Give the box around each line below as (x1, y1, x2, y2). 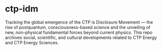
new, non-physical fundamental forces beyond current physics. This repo (5, 29, 153, 35)
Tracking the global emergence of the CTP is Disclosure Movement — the (5, 19, 153, 25)
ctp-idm (5, 3, 39, 14)
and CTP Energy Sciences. (5, 39, 59, 45)
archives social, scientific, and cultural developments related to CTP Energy (5, 35, 157, 40)
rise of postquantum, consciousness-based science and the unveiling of (5, 24, 151, 30)
